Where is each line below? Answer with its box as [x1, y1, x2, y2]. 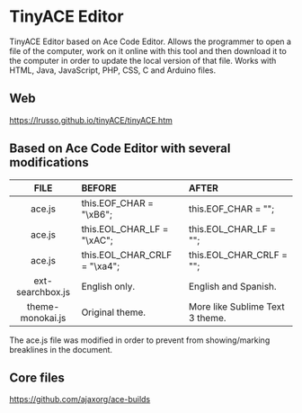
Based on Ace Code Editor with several [9, 141, 231, 157]
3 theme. [188, 311, 226, 324]
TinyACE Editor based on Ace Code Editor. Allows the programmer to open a [9, 36, 292, 47]
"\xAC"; [81, 234, 114, 247]
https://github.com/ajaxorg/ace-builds [9, 394, 151, 405]
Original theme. [81, 306, 147, 319]
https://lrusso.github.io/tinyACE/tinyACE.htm [9, 114, 173, 125]
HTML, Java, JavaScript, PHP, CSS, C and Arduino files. [9, 65, 217, 76]
